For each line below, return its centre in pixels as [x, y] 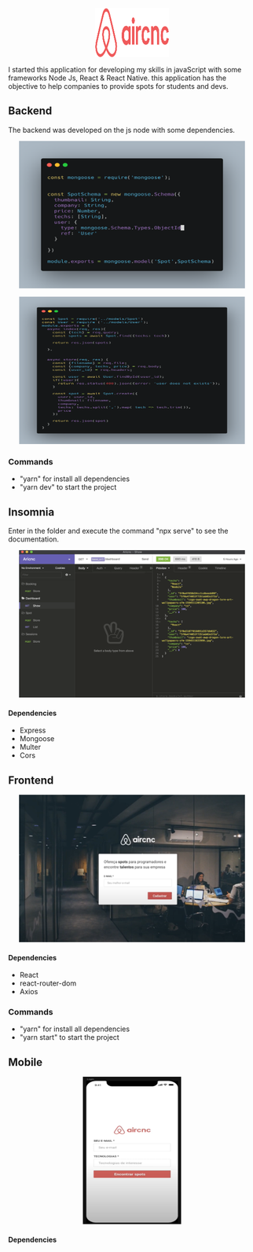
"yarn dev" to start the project [68, 487]
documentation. [34, 539]
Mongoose [37, 739]
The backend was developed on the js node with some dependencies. [122, 130]
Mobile [26, 1062]
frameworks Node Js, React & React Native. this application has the [117, 78]
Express [33, 730]
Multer [30, 747]
